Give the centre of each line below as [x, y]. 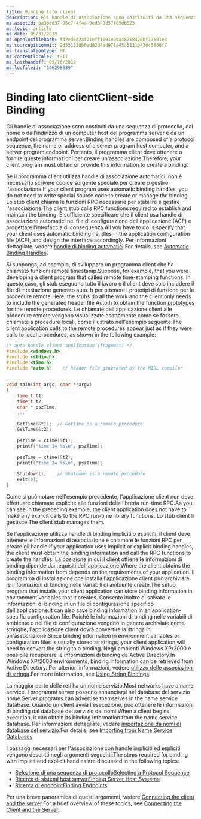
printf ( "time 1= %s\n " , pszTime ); [60, 446]
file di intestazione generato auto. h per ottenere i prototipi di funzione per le [100, 290]
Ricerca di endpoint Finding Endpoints [61, 785]
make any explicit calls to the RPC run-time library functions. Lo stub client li [100, 516]
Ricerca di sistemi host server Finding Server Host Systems [87, 779]
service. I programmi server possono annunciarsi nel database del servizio [98, 692]
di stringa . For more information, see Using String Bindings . [78, 674]
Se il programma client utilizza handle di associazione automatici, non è [94, 176]
